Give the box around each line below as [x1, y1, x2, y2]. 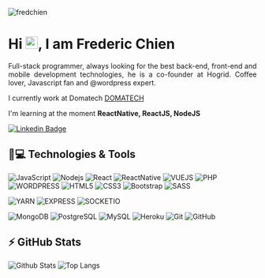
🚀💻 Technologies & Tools [8, 148, 136, 161]
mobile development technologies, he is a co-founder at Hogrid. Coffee [8, 69, 257, 79]
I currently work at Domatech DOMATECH [8, 93, 144, 103]
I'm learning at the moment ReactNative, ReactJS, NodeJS [8, 108, 201, 118]
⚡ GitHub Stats [8, 235, 81, 249]
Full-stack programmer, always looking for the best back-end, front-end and [8, 61, 257, 70]
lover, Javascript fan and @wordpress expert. [8, 77, 156, 87]
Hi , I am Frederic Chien [8, 36, 175, 53]
